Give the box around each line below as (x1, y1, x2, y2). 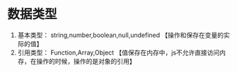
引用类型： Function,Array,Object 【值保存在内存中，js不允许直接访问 (17, 48, 220, 57)
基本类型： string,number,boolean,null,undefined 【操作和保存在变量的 (17, 31, 224, 39)
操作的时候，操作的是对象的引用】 (36, 57, 136, 65)
